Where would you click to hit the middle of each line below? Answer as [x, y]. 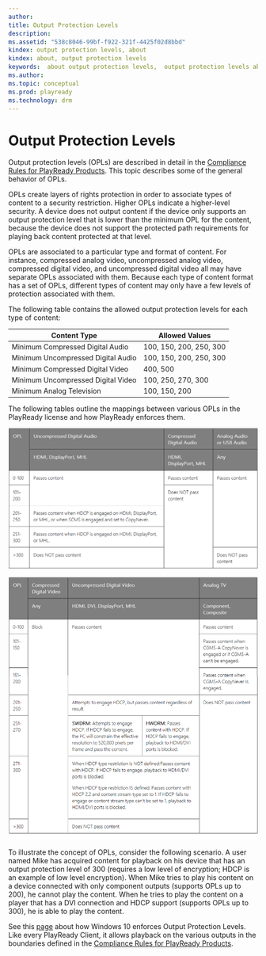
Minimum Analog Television [56, 391]
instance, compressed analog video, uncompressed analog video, [116, 261]
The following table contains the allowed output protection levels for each [128, 310]
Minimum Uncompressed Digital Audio [74, 358]
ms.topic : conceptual [44, 83]
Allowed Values [184, 335]
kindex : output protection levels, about [78, 50]
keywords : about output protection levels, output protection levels [129, 67]
